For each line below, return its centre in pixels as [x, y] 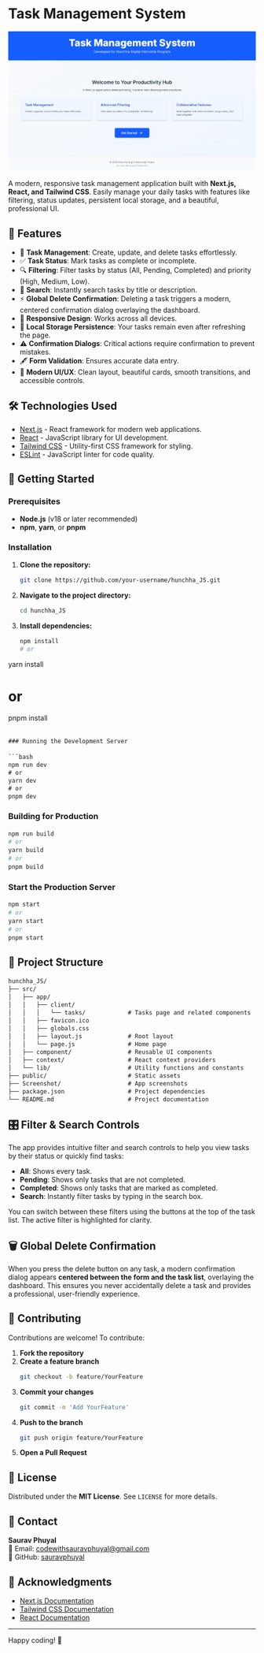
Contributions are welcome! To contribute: [77, 1338]
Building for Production [53, 817]
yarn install [26, 665]
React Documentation [55, 1618]
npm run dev [27, 765]
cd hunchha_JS [42, 611]
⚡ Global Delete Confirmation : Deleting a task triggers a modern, [125, 299]
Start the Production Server [62, 887]
